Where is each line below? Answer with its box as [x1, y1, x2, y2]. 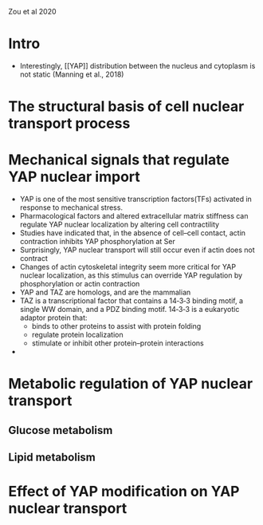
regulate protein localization [31, 330, 124, 340]
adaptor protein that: [19, 313, 88, 322]
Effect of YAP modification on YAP [8, 483, 241, 501]
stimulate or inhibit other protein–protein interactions [31, 338, 205, 348]
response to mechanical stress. [19, 203, 124, 212]
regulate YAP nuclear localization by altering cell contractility [19, 219, 220, 230]
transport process [8, 115, 131, 132]
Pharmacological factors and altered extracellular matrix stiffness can [19, 211, 249, 221]
